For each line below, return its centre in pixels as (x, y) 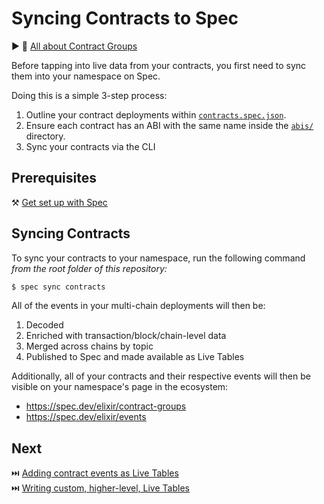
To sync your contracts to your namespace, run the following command (158, 258)
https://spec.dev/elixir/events (86, 417)
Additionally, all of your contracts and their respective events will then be (161, 376)
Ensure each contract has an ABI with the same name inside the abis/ (169, 125)
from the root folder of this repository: (89, 268)
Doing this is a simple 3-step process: (89, 95)
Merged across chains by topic (89, 346)
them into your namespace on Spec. (86, 76)
